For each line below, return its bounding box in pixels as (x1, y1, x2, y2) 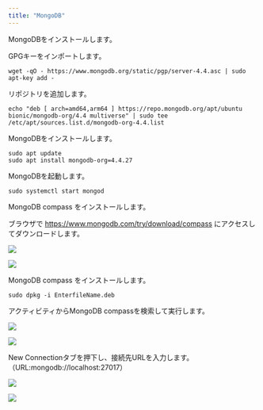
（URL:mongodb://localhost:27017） (8, 362, 128, 372)
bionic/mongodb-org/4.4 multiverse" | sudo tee (8, 112, 169, 120)
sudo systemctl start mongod (8, 187, 105, 195)
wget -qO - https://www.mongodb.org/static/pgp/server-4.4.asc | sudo (8, 67, 246, 75)
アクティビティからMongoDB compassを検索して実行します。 (8, 306, 210, 316)
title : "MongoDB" (8, 11, 66, 20)
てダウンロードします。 (8, 228, 85, 238)
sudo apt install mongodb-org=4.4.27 (8, 156, 133, 164)
